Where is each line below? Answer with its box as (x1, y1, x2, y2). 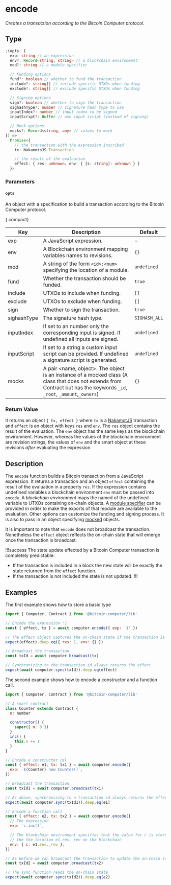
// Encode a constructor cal (5, 757, 67, 763)
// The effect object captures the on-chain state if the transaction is (5, 635, 165, 640)
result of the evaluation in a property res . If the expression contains (5, 484, 147, 490)
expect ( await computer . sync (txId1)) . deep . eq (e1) (5, 800, 110, 805)
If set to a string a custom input (43, 344, 118, 351)
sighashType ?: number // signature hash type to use (10, 105, 124, 110)
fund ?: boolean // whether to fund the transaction (10, 77, 122, 82)
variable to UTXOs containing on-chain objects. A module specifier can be (5, 500, 161, 506)
